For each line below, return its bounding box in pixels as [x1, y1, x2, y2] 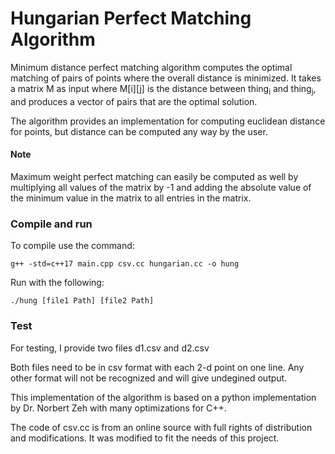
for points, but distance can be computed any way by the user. [10, 125, 268, 137]
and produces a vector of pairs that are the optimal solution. [10, 95, 258, 107]
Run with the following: [10, 277, 105, 289]
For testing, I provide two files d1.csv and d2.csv [10, 342, 210, 354]
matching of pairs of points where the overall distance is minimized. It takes [10, 72, 322, 84]
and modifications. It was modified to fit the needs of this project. [10, 432, 280, 444]
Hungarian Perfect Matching [10, 7, 252, 30]
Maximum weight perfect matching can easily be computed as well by [10, 170, 299, 182]
